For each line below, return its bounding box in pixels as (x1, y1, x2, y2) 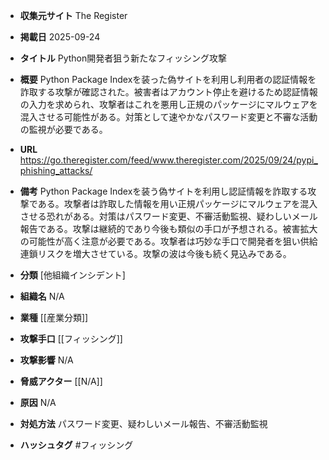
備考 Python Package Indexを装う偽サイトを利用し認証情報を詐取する (19, 185, 308, 197)
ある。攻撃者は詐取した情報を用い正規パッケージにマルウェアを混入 (37, 198, 318, 209)
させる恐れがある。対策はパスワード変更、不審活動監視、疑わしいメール (19, 210, 318, 222)
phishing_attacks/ (19, 165, 93, 176)
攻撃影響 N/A (19, 354, 74, 366)
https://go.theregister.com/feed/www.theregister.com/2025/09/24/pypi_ (19, 154, 318, 166)
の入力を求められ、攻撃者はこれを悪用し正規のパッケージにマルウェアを (19, 99, 318, 110)
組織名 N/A (19, 290, 65, 302)
